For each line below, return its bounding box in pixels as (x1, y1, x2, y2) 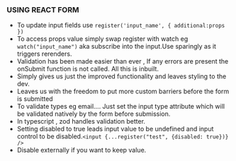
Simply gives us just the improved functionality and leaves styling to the (16, 72, 227, 80)
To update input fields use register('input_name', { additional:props (16, 21, 225, 30)
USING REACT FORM (6, 5, 79, 15)
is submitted (16, 95, 54, 103)
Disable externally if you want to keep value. (16, 146, 147, 155)
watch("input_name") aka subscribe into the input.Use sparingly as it (16, 42, 217, 51)
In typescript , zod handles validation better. (16, 117, 146, 126)
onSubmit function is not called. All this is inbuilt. (16, 65, 159, 73)
